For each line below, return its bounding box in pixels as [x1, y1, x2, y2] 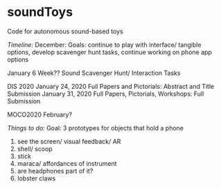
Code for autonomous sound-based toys [7, 27, 123, 35]
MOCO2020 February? [7, 110, 73, 119]
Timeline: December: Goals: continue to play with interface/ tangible [7, 40, 202, 49]
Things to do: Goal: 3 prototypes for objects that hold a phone [7, 123, 184, 132]
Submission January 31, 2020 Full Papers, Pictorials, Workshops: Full [7, 89, 204, 98]
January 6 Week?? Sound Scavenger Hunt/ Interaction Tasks [7, 69, 181, 77]
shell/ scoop [17, 144, 53, 153]
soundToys [7, 4, 73, 20]
